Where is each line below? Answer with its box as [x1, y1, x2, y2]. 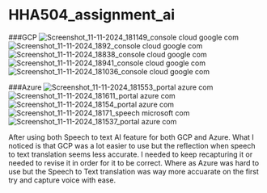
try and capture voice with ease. [8, 175, 116, 185]
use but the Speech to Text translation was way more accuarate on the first [8, 166, 259, 176]
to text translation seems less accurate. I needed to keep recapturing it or [8, 149, 253, 159]
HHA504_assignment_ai [8, 6, 176, 24]
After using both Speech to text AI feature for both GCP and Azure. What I [8, 132, 255, 142]
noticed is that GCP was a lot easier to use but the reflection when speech [8, 141, 256, 150]
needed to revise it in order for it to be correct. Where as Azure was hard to [8, 157, 260, 167]
